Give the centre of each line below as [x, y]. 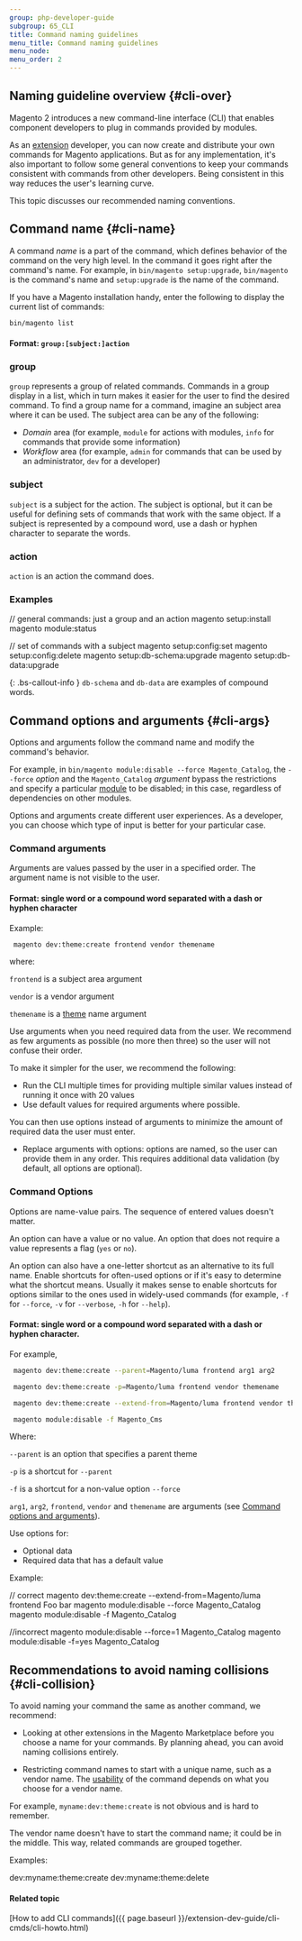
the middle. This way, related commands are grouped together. [126, 1843]
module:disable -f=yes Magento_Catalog [84, 1642]
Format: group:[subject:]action [70, 343]
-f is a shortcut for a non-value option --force [95, 1489]
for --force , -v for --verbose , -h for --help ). [90, 1304]
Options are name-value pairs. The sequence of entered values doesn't [142, 1211]
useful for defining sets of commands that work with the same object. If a [145, 514]
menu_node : [30, 51]
